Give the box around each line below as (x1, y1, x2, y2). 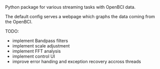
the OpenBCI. (5, 19, 33, 24)
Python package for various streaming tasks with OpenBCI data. (5, 4, 136, 10)
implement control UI (12, 53, 55, 59)
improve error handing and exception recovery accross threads (12, 59, 141, 64)
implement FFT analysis (12, 48, 61, 54)
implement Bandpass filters (12, 38, 68, 44)
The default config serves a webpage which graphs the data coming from (5, 14, 156, 19)
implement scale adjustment (12, 43, 70, 48)
